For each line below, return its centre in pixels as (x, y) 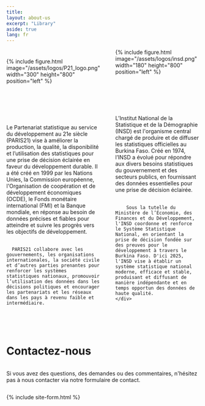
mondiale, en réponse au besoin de (51, 212)
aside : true (21, 29)
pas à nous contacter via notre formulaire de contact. (73, 380)
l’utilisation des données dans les (53, 282)
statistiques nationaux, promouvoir (53, 277)
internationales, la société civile (53, 260)
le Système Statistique (146, 229)
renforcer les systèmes (37, 271)
